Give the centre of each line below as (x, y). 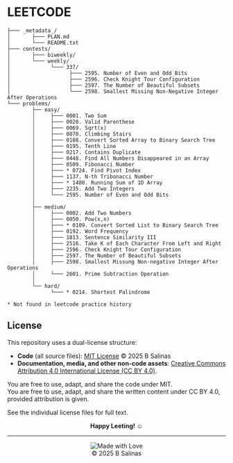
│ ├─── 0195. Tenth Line (74, 146)
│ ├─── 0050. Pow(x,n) (71, 219)
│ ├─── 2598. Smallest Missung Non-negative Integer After (125, 261)
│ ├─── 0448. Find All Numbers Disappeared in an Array (121, 158)
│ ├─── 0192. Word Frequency (80, 231)
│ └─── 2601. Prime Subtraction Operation (101, 274)
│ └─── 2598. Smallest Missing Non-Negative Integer (113, 91)
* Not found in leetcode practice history (69, 304)
